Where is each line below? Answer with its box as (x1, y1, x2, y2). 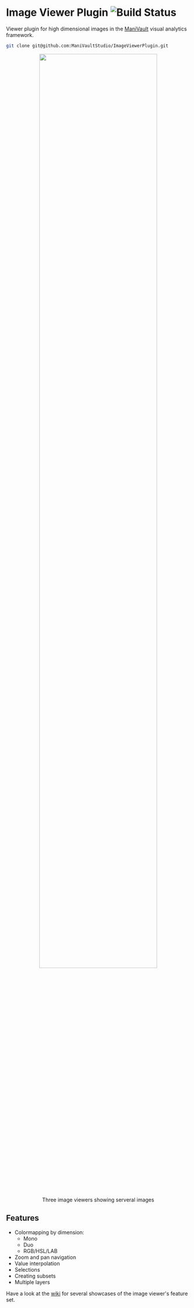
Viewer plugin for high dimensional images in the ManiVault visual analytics (6, 25, 187, 32)
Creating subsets (14, 1272, 56, 1279)
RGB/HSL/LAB (23, 1247, 58, 1254)
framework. (6, 31, 34, 38)
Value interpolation (14, 1260, 60, 1267)
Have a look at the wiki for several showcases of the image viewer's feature (6, 1290, 188, 1297)
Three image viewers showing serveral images (41, 1196, 155, 1203)
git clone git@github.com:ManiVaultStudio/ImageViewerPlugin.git (6, 43, 168, 49)
